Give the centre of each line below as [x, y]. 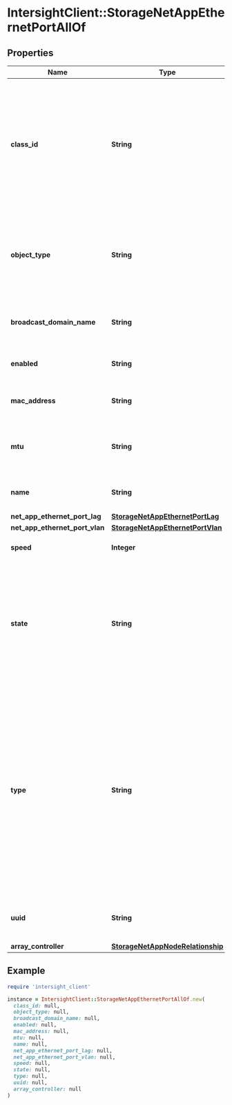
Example [26, 971]
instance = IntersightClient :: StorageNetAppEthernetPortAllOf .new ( [106, 999]
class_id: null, [37, 1006]
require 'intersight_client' [49, 987]
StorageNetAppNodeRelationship [167, 946]
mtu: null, [29, 1037]
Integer [124, 547]
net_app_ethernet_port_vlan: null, [65, 1057]
